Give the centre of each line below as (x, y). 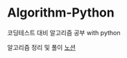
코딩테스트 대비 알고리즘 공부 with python (64, 32)
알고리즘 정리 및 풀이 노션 (42, 47)
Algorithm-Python (61, 13)
